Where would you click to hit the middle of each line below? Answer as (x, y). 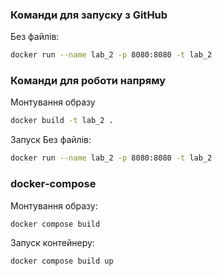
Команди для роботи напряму (88, 81)
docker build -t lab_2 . (62, 121)
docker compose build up (62, 261)
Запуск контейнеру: (52, 243)
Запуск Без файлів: (51, 140)
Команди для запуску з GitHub (89, 15)
